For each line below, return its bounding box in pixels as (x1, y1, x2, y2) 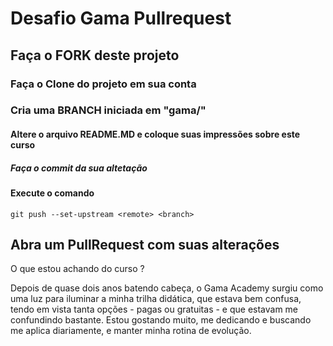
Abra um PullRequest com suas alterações (10, 236, 280, 253)
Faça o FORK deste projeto (10, 47, 180, 64)
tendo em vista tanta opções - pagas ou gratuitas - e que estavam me (10, 303, 299, 316)
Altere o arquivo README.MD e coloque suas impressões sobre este (10, 128, 301, 141)
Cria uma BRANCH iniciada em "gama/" (10, 103, 207, 117)
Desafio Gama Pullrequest (10, 7, 232, 30)
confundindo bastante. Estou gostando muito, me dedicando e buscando (10, 314, 312, 326)
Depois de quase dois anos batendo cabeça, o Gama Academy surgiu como (10, 282, 324, 294)
